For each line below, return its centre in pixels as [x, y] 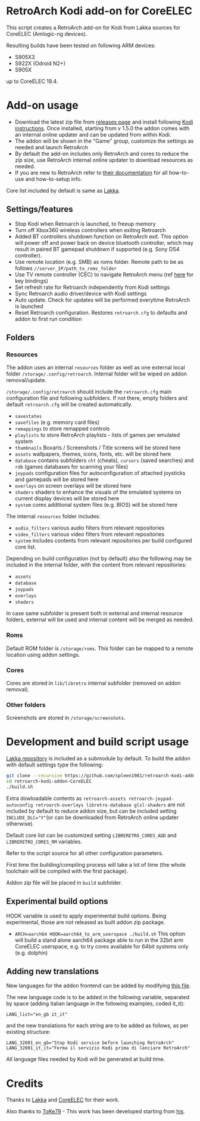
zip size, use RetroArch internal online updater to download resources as [104, 160]
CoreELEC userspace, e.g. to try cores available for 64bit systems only [101, 946]
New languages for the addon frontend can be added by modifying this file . [99, 986]
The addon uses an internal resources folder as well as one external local [96, 368]
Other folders [26, 704]
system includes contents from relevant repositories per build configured [103, 541]
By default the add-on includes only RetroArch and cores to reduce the [101, 153]
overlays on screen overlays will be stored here [73, 486]
